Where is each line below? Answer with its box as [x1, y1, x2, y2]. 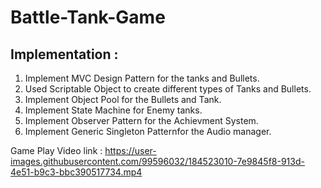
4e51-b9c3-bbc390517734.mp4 [10, 166, 143, 178]
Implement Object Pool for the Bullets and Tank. [24, 94, 222, 105]
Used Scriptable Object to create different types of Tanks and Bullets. [24, 83, 312, 95]
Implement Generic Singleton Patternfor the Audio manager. [24, 126, 272, 137]
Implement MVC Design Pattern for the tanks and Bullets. [24, 72, 260, 84]
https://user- [104, 145, 157, 156]
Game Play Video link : [10, 145, 103, 156]
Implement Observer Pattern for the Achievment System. [24, 115, 259, 126]
